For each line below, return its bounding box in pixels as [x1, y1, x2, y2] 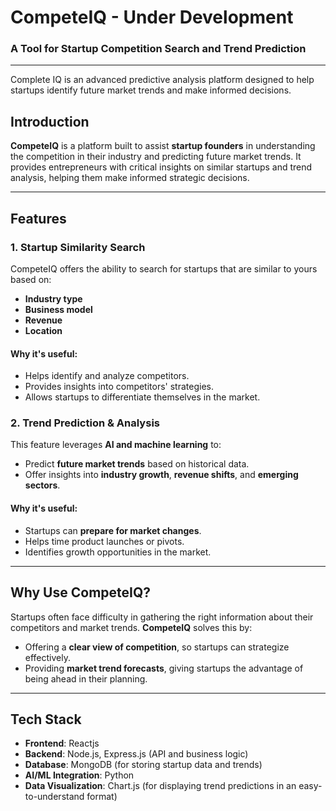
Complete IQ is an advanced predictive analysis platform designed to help [10, 74, 315, 86]
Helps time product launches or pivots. [24, 535, 185, 547]
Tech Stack [10, 711, 82, 728]
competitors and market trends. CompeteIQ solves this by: [10, 621, 253, 633]
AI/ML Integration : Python [24, 769, 135, 781]
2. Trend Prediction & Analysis [10, 416, 160, 430]
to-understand [24, 791, 85, 803]
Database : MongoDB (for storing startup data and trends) [24, 759, 263, 771]
